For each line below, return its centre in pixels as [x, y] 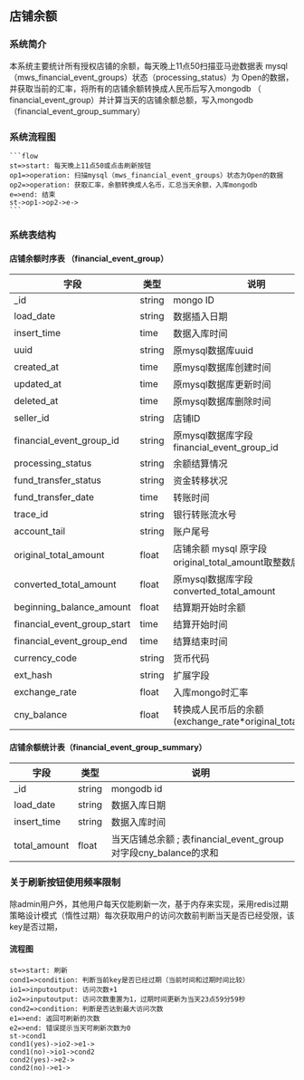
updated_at [38, 384]
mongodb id [137, 789]
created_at [37, 367]
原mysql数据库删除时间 [222, 401]
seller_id [32, 418]
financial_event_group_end [71, 641]
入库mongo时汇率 [211, 693]
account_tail [40, 531]
